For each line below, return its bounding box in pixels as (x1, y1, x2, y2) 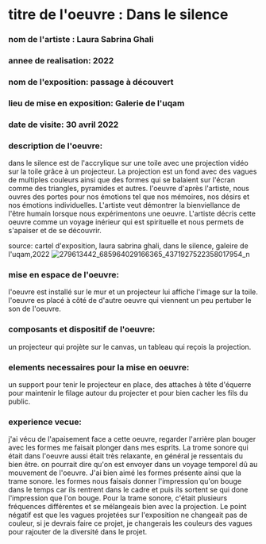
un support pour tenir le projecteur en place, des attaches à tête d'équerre (8, 379, 252, 389)
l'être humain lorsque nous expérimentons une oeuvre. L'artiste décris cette (8, 209, 256, 219)
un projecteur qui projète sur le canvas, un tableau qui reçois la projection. (8, 342, 252, 351)
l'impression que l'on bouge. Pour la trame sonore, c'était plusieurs (8, 493, 228, 503)
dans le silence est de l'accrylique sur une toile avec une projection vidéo (8, 159, 249, 168)
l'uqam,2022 (8, 250, 50, 259)
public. (8, 397, 31, 406)
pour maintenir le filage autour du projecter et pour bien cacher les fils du (8, 388, 249, 397)
